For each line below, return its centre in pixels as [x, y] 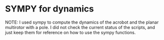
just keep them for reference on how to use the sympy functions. [70, 32]
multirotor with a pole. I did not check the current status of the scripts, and [80, 27]
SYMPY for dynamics [49, 9]
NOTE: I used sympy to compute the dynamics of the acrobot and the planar [82, 22]
